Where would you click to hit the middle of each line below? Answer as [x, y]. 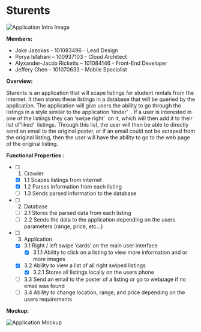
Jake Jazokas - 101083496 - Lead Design [66, 50]
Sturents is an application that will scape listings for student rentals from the [100, 92]
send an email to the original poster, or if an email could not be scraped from [101, 131]
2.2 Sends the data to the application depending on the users [100, 220]
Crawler [34, 173]
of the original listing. [32, 143]
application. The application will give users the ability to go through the [94, 105]
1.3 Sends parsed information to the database [80, 193]
